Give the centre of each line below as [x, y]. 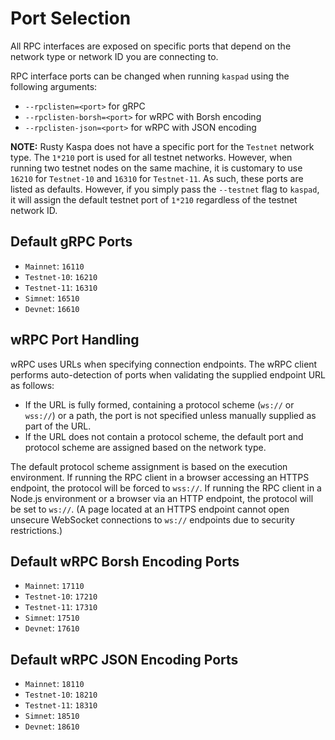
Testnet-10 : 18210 [61, 694]
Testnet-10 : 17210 [61, 596]
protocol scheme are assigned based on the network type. [145, 447]
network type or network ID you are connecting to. [114, 56]
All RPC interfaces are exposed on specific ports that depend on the [151, 46]
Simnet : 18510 [52, 716]
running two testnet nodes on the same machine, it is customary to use [156, 168]
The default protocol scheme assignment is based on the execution [149, 466]
